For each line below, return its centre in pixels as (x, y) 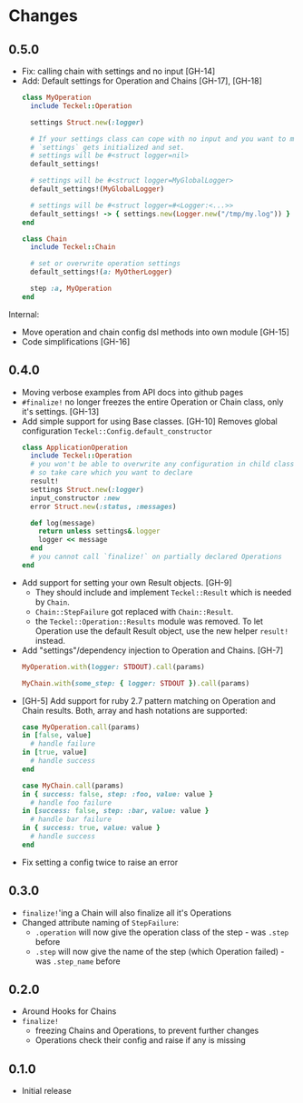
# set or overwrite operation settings (105, 264)
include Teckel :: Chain (73, 247)
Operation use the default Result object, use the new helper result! (162, 631)
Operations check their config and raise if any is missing (140, 1040)
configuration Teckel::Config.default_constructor (117, 431)
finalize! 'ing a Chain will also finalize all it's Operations (127, 912)
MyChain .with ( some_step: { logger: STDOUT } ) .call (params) (136, 683)
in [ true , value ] (54, 752)
